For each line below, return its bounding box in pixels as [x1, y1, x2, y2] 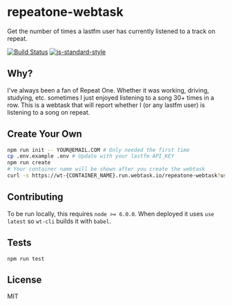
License [7, 274, 42, 285]
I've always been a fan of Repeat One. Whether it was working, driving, [7, 86, 209, 94]
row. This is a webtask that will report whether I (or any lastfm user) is [7, 101, 205, 109]
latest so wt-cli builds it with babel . [7, 217, 112, 225]
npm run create [7, 160, 51, 166]
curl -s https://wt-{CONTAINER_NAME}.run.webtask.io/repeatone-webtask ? [7, 172, 221, 180]
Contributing [7, 191, 64, 203]
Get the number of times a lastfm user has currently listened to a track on [7, 27, 216, 35]
